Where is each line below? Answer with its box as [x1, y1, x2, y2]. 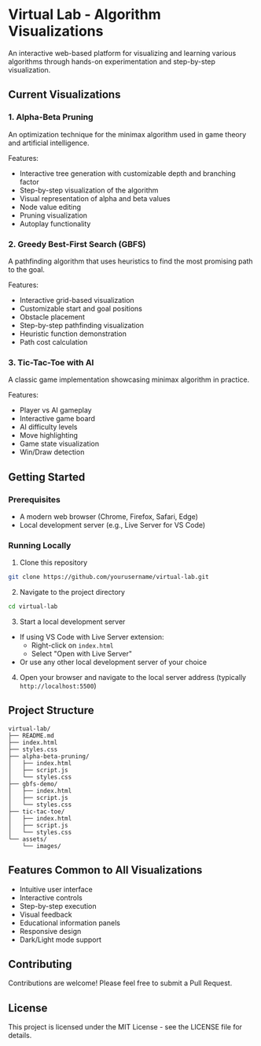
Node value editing [19, 202, 81, 211]
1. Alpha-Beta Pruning [8, 112, 94, 123]
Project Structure [8, 704, 94, 717]
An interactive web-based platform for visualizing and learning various [8, 48, 237, 58]
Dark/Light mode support [19, 935, 102, 944]
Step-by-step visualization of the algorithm [19, 185, 159, 195]
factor [19, 177, 39, 186]
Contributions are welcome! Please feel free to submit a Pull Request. [8, 978, 233, 988]
